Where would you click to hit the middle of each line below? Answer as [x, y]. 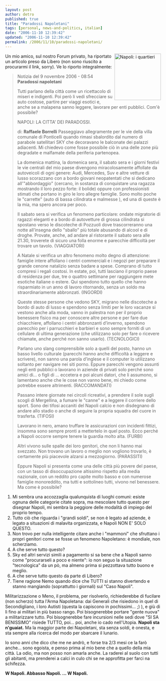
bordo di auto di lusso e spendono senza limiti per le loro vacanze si [86, 307]
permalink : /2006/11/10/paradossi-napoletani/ [54, 42]
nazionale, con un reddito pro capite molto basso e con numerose [84, 477]
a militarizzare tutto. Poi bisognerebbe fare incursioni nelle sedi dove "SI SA [82, 617]
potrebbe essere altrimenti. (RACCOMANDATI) [64, 385]
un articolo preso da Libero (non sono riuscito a [54, 61]
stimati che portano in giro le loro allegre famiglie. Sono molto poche [87, 194]
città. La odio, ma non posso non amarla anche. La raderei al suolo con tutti [82, 653]
